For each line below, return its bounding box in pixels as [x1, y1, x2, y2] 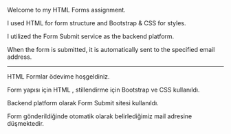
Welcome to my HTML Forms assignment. [7, 6, 126, 14]
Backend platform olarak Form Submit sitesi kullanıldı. [7, 99, 159, 107]
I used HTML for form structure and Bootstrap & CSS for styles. [7, 19, 186, 27]
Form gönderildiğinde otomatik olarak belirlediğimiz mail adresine [7, 112, 192, 120]
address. [7, 53, 32, 61]
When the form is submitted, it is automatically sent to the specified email [7, 46, 215, 53]
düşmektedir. [7, 120, 45, 127]
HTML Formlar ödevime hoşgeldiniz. [7, 72, 110, 81]
